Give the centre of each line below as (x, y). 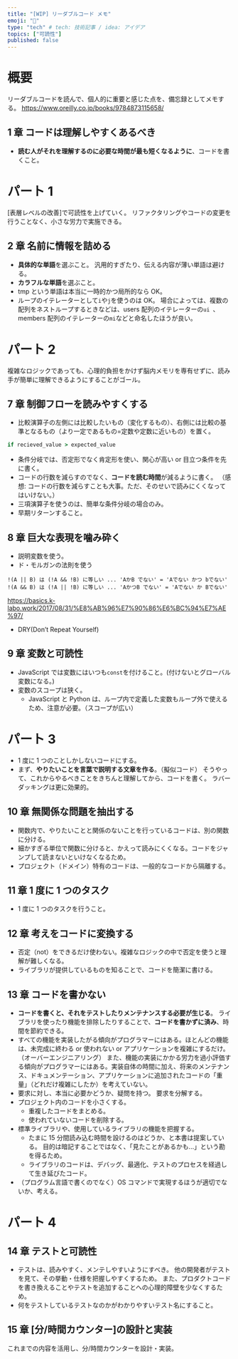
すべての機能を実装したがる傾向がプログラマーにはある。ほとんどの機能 (123, 1040)
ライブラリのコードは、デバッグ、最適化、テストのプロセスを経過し (128, 1164)
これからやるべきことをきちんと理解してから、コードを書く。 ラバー (130, 778)
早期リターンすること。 (52, 513)
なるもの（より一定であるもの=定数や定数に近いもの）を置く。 (123, 431)
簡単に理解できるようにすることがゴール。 (82, 379)
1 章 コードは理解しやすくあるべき (82, 133)
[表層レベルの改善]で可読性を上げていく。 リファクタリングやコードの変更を (119, 212)
